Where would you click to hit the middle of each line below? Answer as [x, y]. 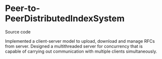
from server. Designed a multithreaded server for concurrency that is [74, 46]
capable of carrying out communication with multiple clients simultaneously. [81, 51]
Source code [18, 32]
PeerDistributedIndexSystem [65, 18]
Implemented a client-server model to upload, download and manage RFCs [80, 41]
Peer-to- [23, 8]
